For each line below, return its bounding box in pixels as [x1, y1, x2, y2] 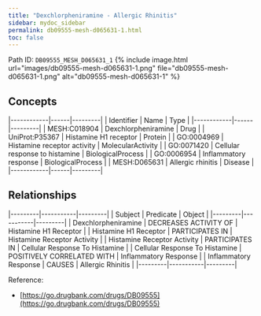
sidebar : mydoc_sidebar [8, 19, 86, 27]
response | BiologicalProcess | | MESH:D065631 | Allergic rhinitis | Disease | [8, 158, 254, 167]
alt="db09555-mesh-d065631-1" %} [61, 72, 181, 81]
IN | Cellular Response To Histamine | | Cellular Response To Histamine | [8, 243, 242, 252]
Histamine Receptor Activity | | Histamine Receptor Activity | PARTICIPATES [8, 234, 252, 244]
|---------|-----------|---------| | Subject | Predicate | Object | [8, 210, 209, 219]
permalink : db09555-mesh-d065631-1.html [8, 26, 143, 34]
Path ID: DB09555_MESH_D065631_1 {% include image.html [8, 55, 189, 65]
